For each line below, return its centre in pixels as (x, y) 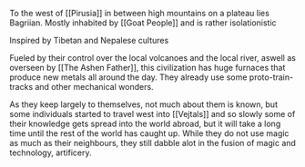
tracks (21, 87)
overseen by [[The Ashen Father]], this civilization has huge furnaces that (147, 68)
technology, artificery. (51, 152)
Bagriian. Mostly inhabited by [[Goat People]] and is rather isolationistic (143, 23)
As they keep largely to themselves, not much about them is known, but (143, 104)
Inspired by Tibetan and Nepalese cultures (89, 40)
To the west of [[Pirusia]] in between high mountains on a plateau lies (140, 13)
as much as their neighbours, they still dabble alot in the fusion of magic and (152, 143)
